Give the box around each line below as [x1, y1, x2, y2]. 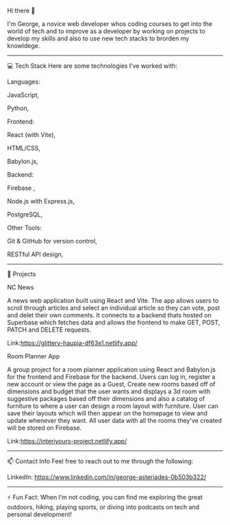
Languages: [7, 77, 40, 86]
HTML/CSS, [7, 144, 41, 152]
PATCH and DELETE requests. [7, 326, 91, 334]
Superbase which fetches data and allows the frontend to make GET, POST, [7, 319, 220, 326]
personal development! [7, 511, 73, 518]
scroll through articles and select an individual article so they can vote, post [7, 304, 220, 312]
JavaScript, [7, 91, 40, 99]
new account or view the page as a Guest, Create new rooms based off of [7, 380, 216, 388]
